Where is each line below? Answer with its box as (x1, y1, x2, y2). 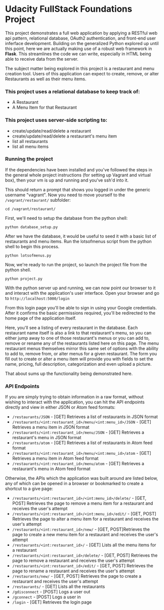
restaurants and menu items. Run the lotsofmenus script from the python (5, 238, 152, 244)
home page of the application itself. (5, 315, 77, 321)
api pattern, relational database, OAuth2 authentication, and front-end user (5, 35, 156, 41)
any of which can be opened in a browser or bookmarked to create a (5, 481, 143, 487)
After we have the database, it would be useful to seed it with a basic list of (5, 233, 157, 239)
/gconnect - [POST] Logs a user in (12, 594, 81, 600)
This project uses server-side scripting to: (5, 117, 108, 123)
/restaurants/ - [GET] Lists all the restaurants (12, 584, 105, 589)
